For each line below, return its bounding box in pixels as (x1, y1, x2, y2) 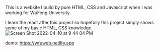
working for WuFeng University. (5, 10, 71, 16)
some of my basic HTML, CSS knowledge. (5, 25, 93, 31)
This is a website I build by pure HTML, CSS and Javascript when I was (5, 5, 152, 10)
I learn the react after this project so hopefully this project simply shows (5, 20, 154, 25)
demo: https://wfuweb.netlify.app (5, 40, 74, 46)
